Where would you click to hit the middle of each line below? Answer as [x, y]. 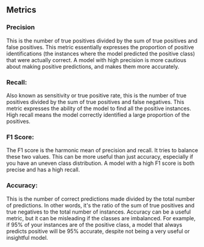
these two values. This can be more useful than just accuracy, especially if [100, 157]
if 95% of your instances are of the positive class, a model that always [94, 224]
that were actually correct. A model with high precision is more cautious [97, 60]
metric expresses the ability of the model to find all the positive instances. [99, 108]
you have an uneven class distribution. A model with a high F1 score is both [100, 163]
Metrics [21, 10]
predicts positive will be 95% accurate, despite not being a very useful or [98, 231]
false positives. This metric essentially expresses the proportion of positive [100, 47]
